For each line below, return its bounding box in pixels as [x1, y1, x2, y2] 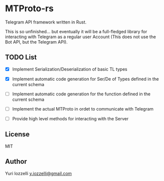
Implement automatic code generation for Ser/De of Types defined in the [12, 76, 159, 82]
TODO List [5, 53, 37, 62]
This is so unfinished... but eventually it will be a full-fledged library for [5, 28, 147, 34]
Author [5, 158, 27, 166]
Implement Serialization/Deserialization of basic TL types [12, 66, 127, 72]
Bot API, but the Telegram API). [5, 39, 68, 45]
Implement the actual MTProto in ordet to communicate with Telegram [12, 106, 154, 112]
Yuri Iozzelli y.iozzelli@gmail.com [5, 170, 72, 176]
